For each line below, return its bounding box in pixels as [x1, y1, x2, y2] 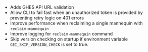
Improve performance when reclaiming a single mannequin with [10, 20, 143, 26]
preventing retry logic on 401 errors [10, 15, 84, 20]
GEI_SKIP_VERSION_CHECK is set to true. [10, 41, 89, 47]
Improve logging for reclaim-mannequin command [10, 31, 113, 36]
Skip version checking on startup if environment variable [10, 36, 128, 42]
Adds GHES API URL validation [10, 4, 74, 10]
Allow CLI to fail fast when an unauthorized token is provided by [10, 9, 143, 15]
